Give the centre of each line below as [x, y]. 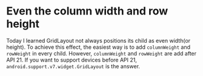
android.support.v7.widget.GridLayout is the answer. [73, 66]
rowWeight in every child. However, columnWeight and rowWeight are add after [101, 53]
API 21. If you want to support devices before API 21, [72, 60]
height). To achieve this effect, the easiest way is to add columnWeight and [98, 47]
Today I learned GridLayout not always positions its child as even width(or [98, 40]
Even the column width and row [87, 11]
